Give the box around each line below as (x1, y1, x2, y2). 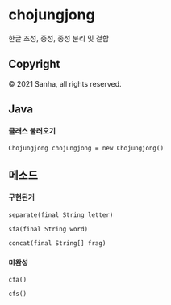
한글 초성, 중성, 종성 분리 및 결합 (8, 33, 110, 43)
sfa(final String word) (8, 225, 89, 233)
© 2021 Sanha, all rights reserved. (8, 78, 123, 88)
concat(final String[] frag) (8, 239, 106, 248)
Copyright (8, 57, 60, 71)
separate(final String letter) (8, 210, 114, 219)
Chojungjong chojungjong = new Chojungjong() (8, 144, 164, 153)
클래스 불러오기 (8, 125, 56, 135)
